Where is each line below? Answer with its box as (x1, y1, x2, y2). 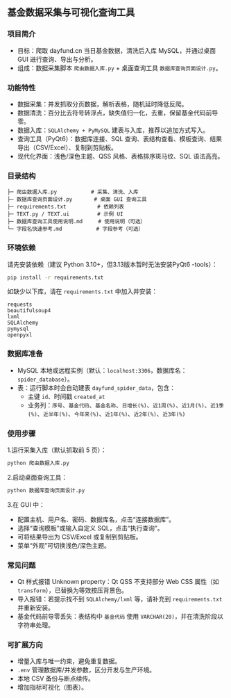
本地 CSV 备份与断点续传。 (17, 674, 95, 683)
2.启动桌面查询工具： (7, 473, 68, 481)
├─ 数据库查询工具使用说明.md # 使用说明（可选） (7, 218, 146, 225)
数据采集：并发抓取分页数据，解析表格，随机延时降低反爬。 (17, 99, 188, 108)
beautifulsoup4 (7, 307, 51, 314)
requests (7, 301, 33, 308)
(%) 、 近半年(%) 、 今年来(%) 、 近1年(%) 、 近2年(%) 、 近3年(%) (27, 409, 186, 418)
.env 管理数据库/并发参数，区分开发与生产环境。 (17, 666, 156, 674)
